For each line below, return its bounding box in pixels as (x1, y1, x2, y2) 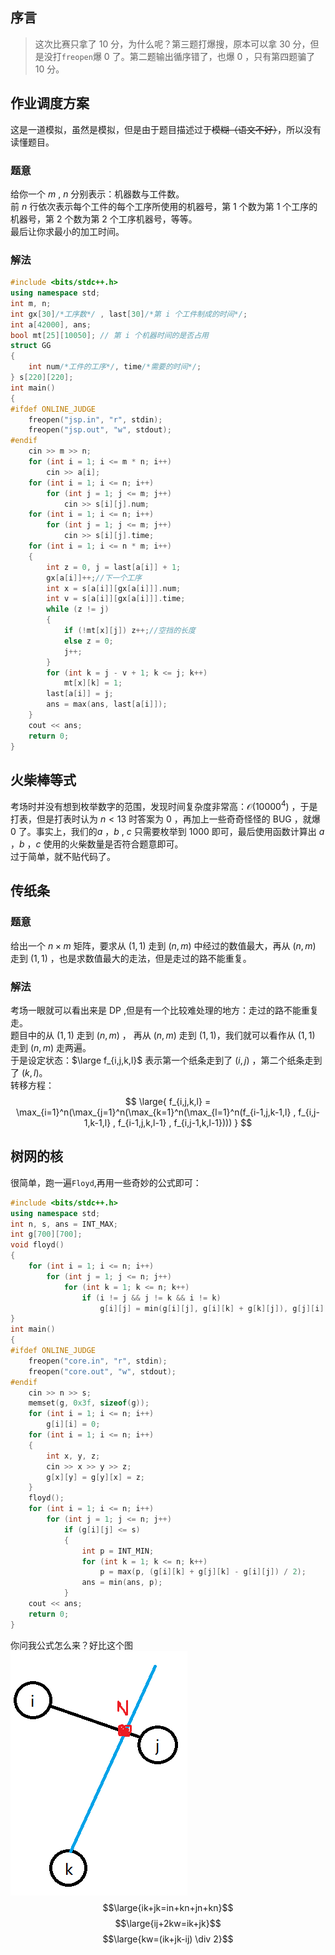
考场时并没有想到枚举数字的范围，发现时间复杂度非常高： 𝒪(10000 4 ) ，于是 (10, 799, 318, 813)
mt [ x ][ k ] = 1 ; (63, 678, 123, 688)
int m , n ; (10, 298, 52, 308)
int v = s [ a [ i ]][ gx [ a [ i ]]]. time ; (46, 594, 186, 604)
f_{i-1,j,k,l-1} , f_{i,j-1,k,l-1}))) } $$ (118, 1117, 253, 1129)
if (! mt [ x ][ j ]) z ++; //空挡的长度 (63, 626, 196, 636)
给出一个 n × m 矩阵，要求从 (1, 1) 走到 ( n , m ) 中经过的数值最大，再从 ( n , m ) (10, 939, 317, 952)
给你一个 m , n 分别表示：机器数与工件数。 (10, 188, 185, 200)
